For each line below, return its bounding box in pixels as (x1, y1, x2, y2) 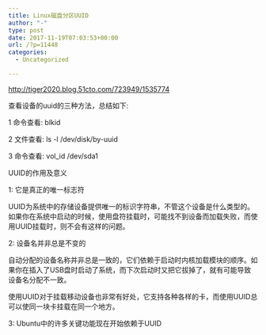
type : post (8, 26, 44, 34)
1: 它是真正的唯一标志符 (8, 185, 85, 194)
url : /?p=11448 (8, 41, 59, 49)
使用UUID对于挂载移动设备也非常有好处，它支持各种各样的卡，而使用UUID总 (8, 291, 258, 301)
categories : (8, 48, 47, 56)
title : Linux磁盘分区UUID (8, 11, 89, 20)
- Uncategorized (15, 56, 69, 64)
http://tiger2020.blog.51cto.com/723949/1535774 (8, 84, 170, 93)
